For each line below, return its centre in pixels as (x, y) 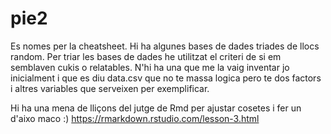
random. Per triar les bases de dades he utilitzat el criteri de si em (146, 56)
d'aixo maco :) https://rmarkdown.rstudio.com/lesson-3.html (135, 118)
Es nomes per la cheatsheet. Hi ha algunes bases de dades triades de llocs (165, 46)
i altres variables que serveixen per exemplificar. (110, 88)
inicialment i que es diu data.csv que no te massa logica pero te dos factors (166, 78)
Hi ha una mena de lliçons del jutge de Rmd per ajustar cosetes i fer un (156, 108)
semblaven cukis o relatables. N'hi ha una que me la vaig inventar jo (150, 67)
